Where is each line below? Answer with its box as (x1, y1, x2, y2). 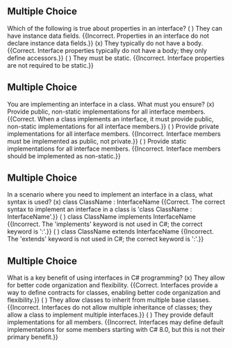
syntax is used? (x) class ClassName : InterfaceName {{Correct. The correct (7, 198, 226, 206)
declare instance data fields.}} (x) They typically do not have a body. (7, 38, 204, 47)
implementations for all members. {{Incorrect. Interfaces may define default (7, 318, 224, 326)
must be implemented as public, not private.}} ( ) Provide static (7, 137, 187, 145)
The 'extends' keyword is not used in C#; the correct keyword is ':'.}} (7, 235, 204, 243)
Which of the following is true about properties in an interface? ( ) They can (7, 24, 223, 32)
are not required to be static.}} (7, 61, 94, 69)
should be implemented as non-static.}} (7, 151, 121, 160)
